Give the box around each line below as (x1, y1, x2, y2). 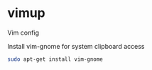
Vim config (7, 28, 40, 37)
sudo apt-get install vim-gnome (7, 55, 103, 63)
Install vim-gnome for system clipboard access (7, 42, 145, 50)
